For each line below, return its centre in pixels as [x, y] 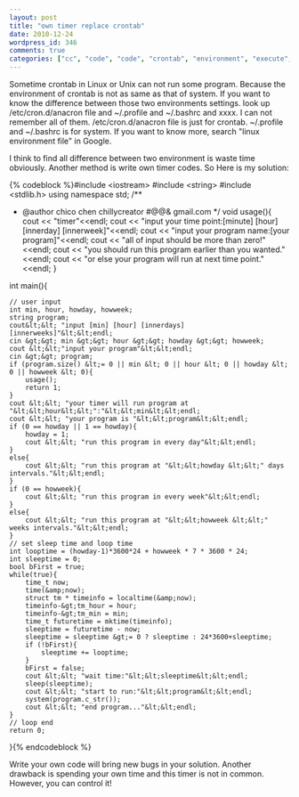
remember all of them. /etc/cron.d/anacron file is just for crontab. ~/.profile [146, 122]
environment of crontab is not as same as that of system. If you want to [140, 94]
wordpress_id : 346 [43, 42]
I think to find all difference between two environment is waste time [132, 158]
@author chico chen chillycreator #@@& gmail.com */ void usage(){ [147, 211]
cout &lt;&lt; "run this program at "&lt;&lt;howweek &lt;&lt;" [147, 520]
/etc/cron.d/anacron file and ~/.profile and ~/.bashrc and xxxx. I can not [141, 113]
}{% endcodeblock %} [50, 747]
